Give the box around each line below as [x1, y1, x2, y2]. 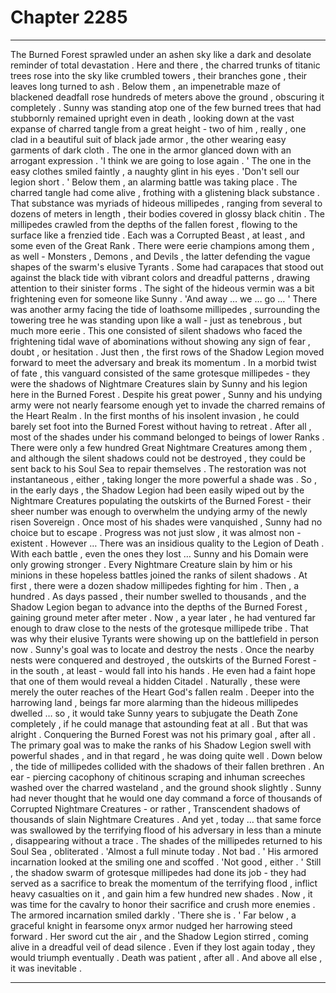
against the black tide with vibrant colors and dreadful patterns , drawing [10, 271, 311, 283]
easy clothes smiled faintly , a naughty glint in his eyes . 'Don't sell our [10, 165, 300, 177]
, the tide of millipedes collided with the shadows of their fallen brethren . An [10, 760, 325, 772]
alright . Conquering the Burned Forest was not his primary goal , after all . [10, 728, 316, 740]
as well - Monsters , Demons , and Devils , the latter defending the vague [10, 250, 311, 262]
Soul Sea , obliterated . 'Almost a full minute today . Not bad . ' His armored [10, 845, 319, 857]
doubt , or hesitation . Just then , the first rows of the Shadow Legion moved [10, 346, 325, 358]
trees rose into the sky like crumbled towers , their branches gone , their [10, 69, 308, 81]
